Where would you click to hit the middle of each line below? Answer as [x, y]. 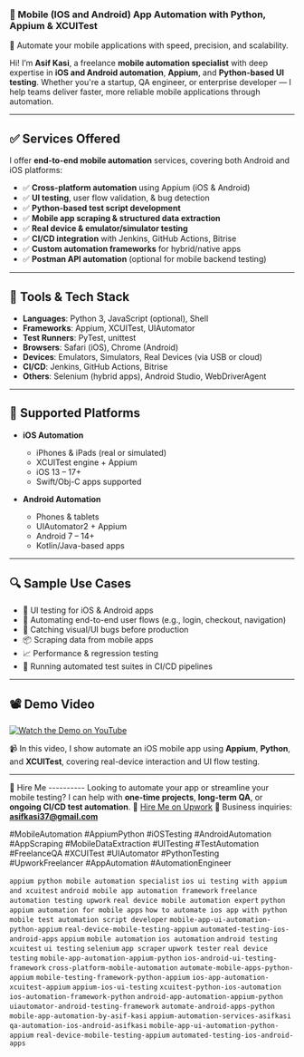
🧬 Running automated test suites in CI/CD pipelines [117, 666]
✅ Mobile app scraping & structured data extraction [121, 218]
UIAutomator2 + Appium [81, 526]
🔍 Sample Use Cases [71, 584]
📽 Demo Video [52, 704]
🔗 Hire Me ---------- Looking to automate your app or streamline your [139, 788]
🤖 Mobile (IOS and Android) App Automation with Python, [138, 15]
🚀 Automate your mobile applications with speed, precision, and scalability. [149, 45]
